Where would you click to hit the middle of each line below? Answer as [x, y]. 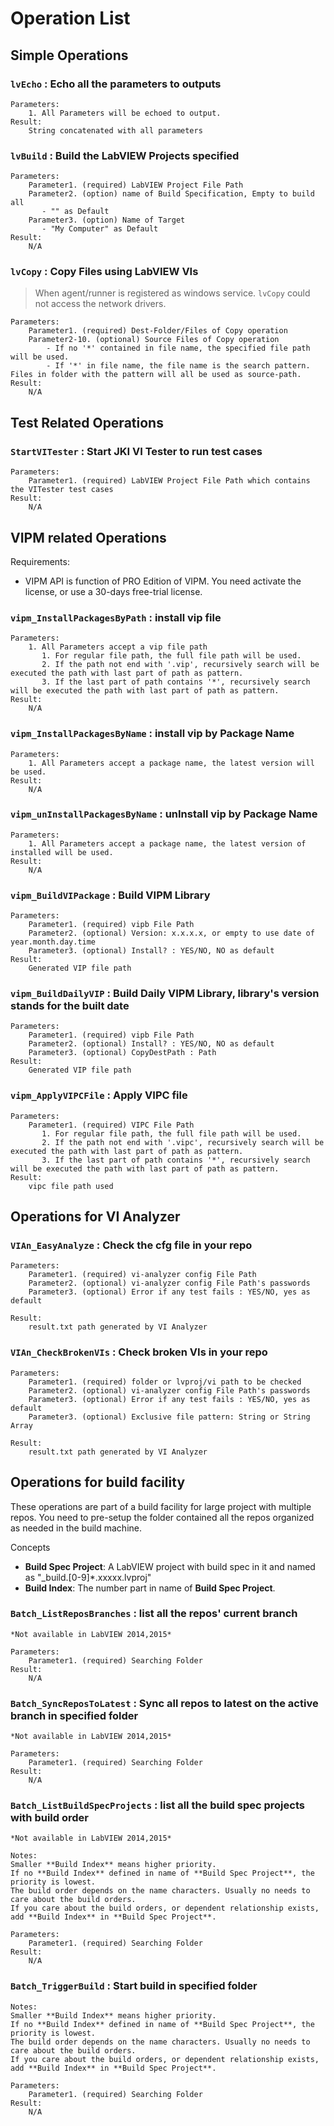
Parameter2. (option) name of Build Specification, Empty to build [171, 194]
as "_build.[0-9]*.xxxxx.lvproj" [88, 1577]
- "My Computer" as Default [100, 229]
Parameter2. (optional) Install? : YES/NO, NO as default [151, 1044]
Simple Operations [69, 55]
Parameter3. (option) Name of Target [107, 220]
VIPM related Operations [88, 537]
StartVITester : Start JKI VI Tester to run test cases [136, 451]
